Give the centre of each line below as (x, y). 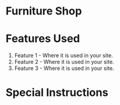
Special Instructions (57, 93)
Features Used (43, 39)
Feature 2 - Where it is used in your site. (64, 62)
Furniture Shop (44, 11)
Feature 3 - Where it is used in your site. (64, 68)
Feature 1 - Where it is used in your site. (64, 56)
